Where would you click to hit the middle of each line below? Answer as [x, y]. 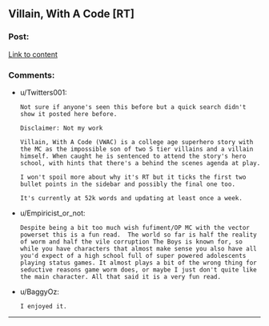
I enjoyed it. [43, 306]
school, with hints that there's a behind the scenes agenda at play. [140, 163]
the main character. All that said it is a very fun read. [120, 276]
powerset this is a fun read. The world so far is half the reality [139, 235]
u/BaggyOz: [40, 292]
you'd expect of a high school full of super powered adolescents [133, 256]
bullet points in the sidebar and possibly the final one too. [128, 184]
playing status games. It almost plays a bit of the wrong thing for [139, 263]
